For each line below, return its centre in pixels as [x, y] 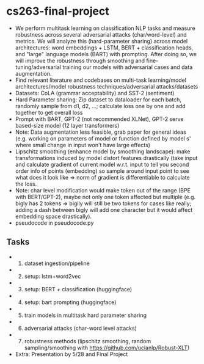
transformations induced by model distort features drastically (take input [106, 158]
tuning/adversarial [38, 67]
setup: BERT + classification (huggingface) [78, 289]
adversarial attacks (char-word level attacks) [81, 328]
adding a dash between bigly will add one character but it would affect [104, 209]
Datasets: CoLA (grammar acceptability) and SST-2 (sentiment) [95, 93]
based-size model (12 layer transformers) [67, 125]
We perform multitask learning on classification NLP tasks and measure [105, 28]
